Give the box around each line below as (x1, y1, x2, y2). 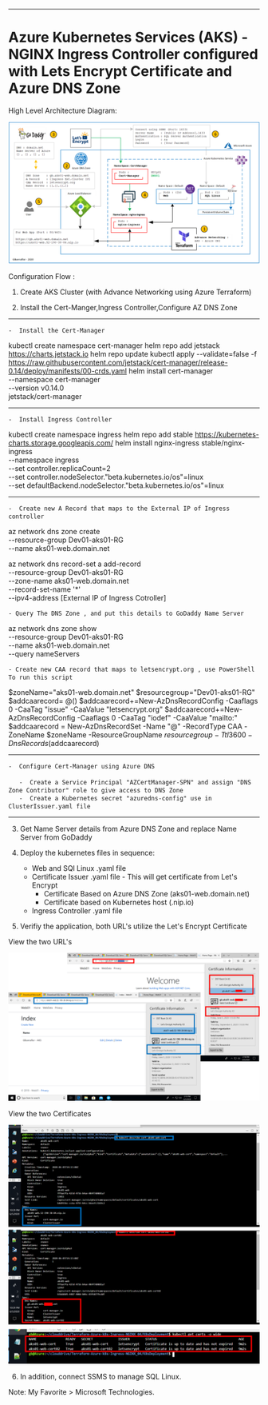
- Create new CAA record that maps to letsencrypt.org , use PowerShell (8, 665, 255, 674)
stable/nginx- (200, 438, 246, 448)
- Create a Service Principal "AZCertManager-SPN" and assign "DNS (18, 779, 251, 787)
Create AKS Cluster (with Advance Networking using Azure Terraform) (19, 287, 252, 297)
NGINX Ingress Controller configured (8, 46, 258, 64)
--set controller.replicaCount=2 (8, 464, 112, 473)
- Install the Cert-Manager (8, 327, 105, 335)
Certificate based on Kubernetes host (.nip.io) (43, 897, 195, 908)
